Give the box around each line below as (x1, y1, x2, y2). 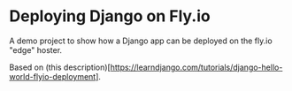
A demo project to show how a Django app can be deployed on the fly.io (9, 35, 273, 46)
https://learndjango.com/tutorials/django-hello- (110, 62, 283, 72)
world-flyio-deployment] (9, 71, 99, 81)
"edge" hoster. (9, 44, 63, 55)
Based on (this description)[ (9, 62, 111, 72)
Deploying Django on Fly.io (9, 6, 211, 27)
